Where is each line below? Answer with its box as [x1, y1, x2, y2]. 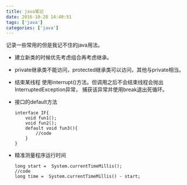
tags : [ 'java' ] [6, 19, 43, 25]
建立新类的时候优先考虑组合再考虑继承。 [14, 54, 112, 61]
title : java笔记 [6, 8, 44, 15]
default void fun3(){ [25, 125, 78, 131]
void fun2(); [25, 120, 57, 126]
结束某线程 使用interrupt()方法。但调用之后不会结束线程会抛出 [14, 79, 164, 86]
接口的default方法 [14, 99, 57, 106]
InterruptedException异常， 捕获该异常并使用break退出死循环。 [14, 86, 168, 93]
